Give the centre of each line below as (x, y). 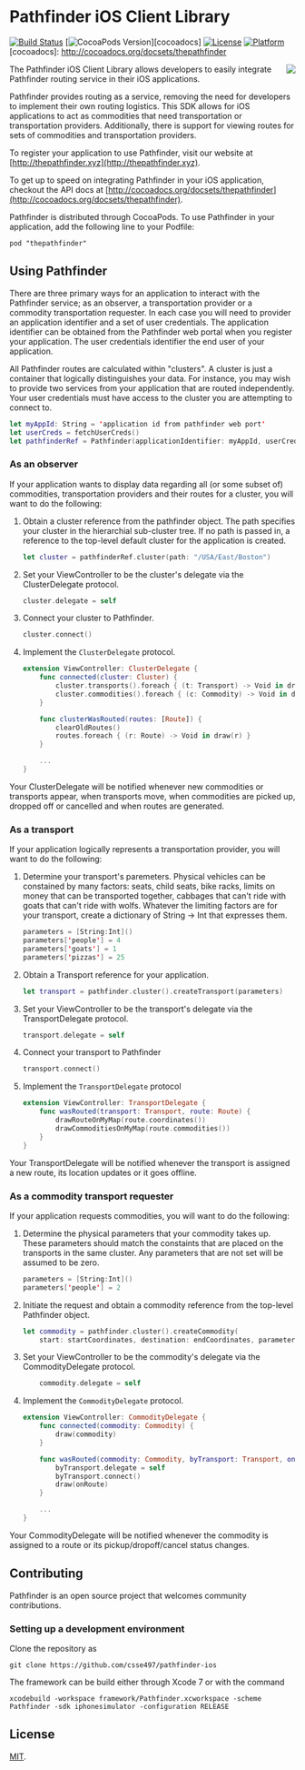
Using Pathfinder (59, 272)
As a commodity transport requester (92, 1196)
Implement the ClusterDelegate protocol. (99, 652)
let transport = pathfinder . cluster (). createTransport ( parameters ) (153, 991)
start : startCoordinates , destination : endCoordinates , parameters (169, 1340)
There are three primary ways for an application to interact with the (135, 293)
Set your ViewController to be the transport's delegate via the (138, 1009)
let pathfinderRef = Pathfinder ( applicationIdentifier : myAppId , (135, 441)
